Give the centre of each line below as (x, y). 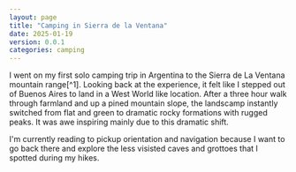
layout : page (33, 17)
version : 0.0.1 (37, 42)
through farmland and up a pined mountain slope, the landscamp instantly (144, 103)
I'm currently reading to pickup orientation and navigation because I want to (147, 139)
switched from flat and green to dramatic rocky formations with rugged (138, 113)
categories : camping (47, 50)
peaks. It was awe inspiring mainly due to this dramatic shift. (119, 122)
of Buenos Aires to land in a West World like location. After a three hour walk (148, 94)
